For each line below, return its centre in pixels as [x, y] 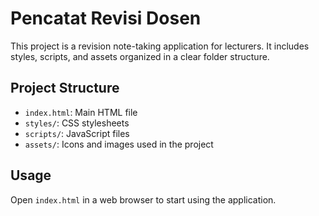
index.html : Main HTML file [81, 112]
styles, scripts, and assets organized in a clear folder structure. [140, 56]
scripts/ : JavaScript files [77, 133]
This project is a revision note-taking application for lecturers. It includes [160, 46]
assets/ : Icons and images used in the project [119, 144]
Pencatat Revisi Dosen [106, 18]
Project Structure [65, 88]
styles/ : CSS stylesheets [77, 123]
